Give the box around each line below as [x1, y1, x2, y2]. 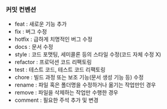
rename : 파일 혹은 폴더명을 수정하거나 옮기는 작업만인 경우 [14, 81, 157, 89]
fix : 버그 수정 [14, 28, 47, 35]
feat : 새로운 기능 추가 [14, 20, 67, 28]
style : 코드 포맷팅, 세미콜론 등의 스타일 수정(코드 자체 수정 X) [14, 51, 161, 58]
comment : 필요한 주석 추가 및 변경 [14, 96, 99, 104]
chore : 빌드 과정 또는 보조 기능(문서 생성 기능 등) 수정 [14, 74, 144, 81]
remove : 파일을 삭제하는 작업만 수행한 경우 [14, 89, 119, 96]
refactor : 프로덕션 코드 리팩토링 [14, 58, 92, 66]
